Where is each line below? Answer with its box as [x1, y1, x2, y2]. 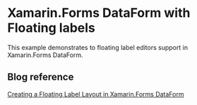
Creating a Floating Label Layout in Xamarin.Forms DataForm [7, 89, 184, 98]
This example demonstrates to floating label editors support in [7, 43, 189, 51]
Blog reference [7, 71, 74, 83]
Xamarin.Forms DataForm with [7, 5, 191, 21]
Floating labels [7, 20, 95, 36]
